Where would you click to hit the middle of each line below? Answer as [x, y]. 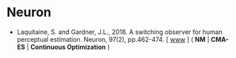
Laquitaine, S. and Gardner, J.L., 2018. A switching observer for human [120, 32]
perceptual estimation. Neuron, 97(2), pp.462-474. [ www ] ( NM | [113, 39]
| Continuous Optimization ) [68, 47]
